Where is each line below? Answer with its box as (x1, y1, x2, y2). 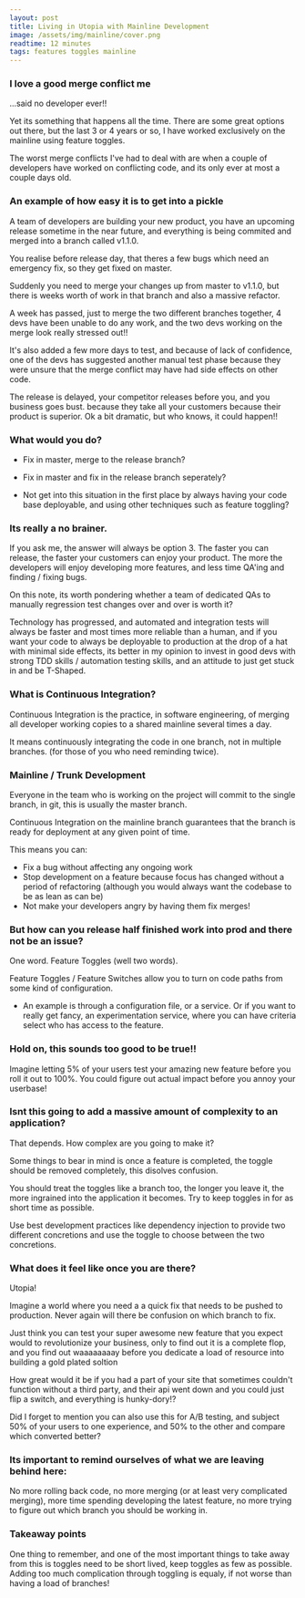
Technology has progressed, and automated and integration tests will (9, 617, 269, 628)
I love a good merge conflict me (9, 78, 152, 90)
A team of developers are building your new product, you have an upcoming (9, 215, 295, 226)
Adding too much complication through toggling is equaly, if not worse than (9, 1568, 292, 1579)
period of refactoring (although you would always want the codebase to (22, 881, 292, 892)
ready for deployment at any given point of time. (9, 826, 191, 837)
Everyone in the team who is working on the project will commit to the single (9, 789, 296, 800)
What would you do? (9, 433, 103, 446)
